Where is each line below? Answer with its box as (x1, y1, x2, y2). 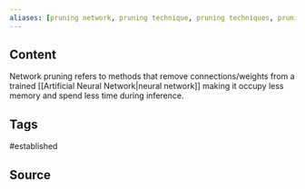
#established (9, 141, 58, 152)
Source (9, 167, 52, 183)
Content (9, 47, 57, 63)
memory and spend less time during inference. (9, 90, 184, 101)
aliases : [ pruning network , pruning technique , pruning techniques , (9, 13, 274, 23)
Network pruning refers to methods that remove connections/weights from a (9, 71, 295, 82)
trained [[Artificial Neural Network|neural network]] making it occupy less (9, 81, 284, 92)
